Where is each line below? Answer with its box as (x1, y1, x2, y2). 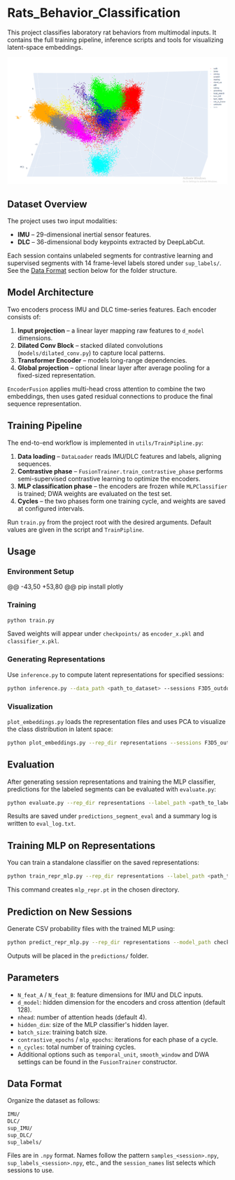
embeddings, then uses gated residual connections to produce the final (7, 391, 213, 401)
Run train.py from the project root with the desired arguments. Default (7, 518, 212, 526)
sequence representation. (7, 399, 82, 408)
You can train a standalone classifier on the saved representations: (7, 858, 199, 867)
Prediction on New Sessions (7, 906, 132, 918)
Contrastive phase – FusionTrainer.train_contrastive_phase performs (17, 467, 223, 475)
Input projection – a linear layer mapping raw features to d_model (17, 326, 205, 335)
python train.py (7, 617, 55, 624)
